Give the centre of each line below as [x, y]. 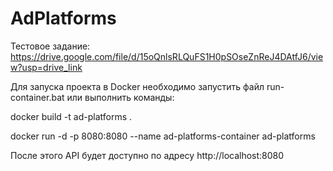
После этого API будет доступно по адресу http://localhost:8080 [147, 155]
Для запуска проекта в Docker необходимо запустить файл [137, 86]
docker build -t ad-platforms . [71, 116]
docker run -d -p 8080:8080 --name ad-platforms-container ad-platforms [163, 136]
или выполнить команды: [120, 97]
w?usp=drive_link [46, 67]
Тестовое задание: [50, 46]
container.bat [37, 97]
